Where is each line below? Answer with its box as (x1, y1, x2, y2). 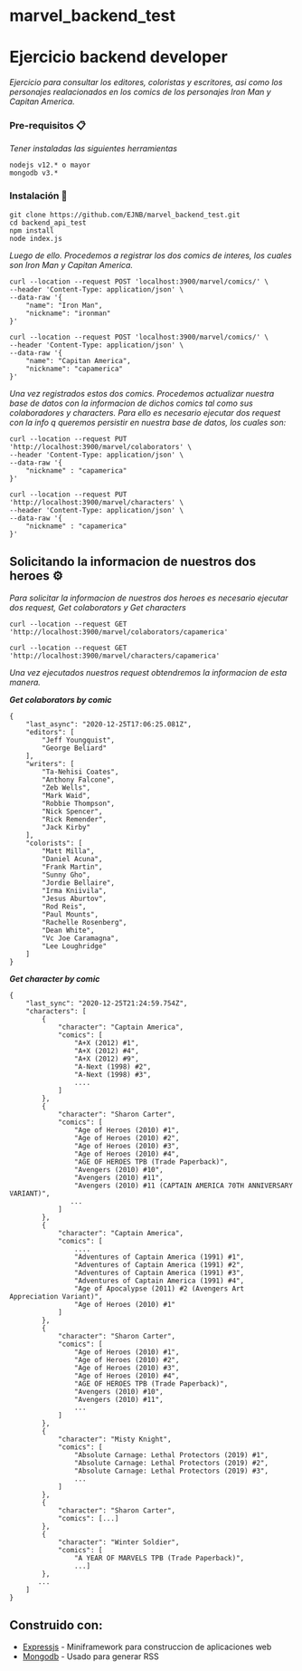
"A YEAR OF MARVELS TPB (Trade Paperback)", (73, 1553, 245, 1562)
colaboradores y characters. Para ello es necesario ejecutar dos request (9, 407, 281, 418)
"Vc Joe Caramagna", (42, 934, 119, 943)
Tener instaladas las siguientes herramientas (9, 143, 178, 154)
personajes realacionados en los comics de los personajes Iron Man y (9, 87, 271, 98)
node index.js (9, 234, 63, 243)
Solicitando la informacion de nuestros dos (9, 554, 257, 570)
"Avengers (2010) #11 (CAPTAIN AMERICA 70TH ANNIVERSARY (73, 1181, 294, 1190)
